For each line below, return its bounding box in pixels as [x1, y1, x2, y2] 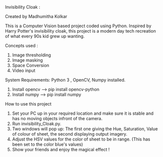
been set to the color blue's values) [12, 141, 83, 147]
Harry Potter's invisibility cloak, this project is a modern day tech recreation [5, 28, 156, 34]
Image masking [12, 57, 43, 63]
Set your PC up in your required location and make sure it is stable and [12, 110, 154, 116]
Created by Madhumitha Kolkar [5, 14, 68, 19]
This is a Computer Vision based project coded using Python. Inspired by [5, 23, 152, 29]
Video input [12, 68, 36, 73]
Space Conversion [12, 63, 50, 68]
